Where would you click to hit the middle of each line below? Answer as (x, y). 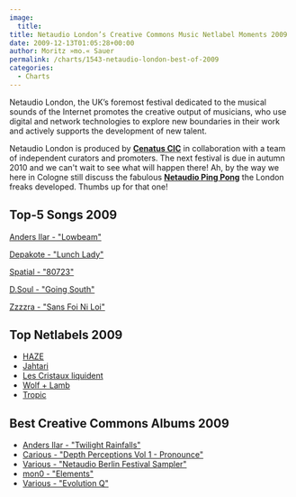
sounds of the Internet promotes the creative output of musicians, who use (148, 111)
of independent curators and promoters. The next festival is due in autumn (147, 158)
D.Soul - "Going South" (52, 289)
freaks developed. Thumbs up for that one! (89, 187)
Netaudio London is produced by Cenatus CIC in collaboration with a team (148, 148)
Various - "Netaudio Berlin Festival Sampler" (104, 465)
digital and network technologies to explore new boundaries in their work (145, 121)
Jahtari (36, 366)
